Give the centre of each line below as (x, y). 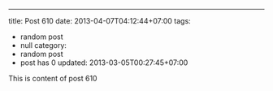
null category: (43, 45)
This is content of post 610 (53, 78)
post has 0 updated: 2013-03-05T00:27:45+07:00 (104, 63)
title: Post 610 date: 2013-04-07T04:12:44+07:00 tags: (100, 21)
